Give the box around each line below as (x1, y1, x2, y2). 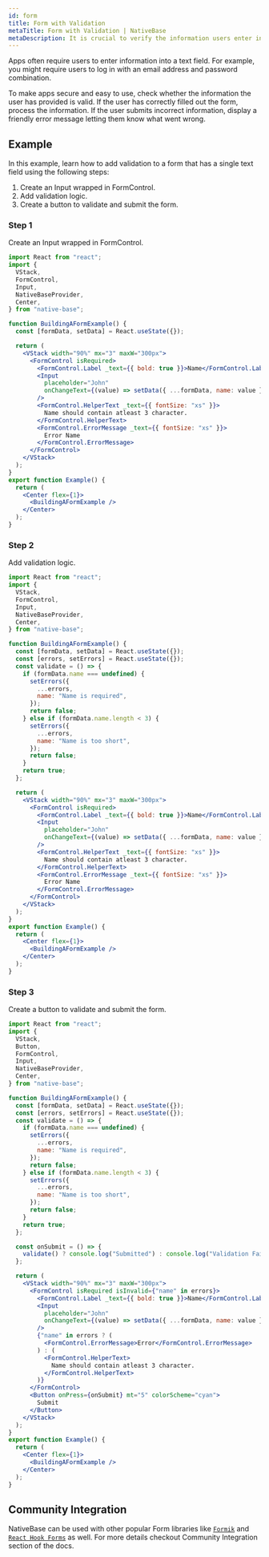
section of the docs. (8, 1541, 74, 1551)
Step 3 (8, 986, 34, 998)
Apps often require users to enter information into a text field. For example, (8, 56, 255, 66)
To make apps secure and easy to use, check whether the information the (8, 89, 251, 99)
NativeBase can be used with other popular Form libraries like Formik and (8, 1524, 250, 1534)
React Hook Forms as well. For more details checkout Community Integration (8, 1532, 258, 1543)
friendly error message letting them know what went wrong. (8, 114, 206, 124)
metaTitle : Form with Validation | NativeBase (8, 26, 167, 34)
